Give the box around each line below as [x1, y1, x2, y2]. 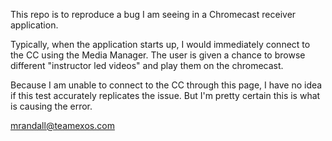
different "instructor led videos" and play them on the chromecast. [10, 60, 284, 71]
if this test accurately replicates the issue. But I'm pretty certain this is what [10, 90, 321, 101]
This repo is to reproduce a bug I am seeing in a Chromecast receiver [10, 9, 297, 20]
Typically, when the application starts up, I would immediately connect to [10, 39, 311, 50]
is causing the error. [10, 100, 93, 112]
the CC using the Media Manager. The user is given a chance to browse [10, 49, 306, 61]
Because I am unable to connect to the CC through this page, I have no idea [10, 79, 323, 91]
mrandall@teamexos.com [10, 120, 115, 131]
